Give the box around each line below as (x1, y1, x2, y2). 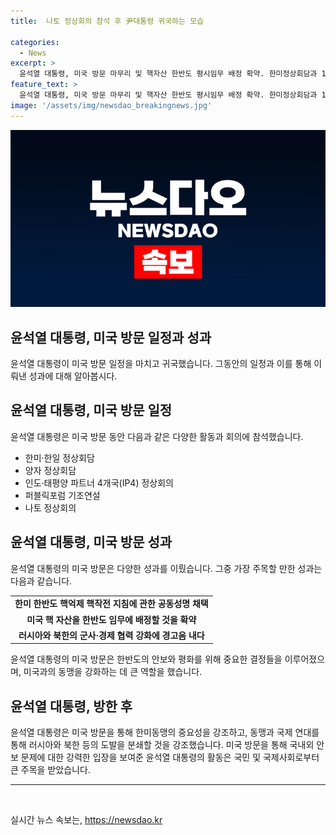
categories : (10, 37, 60, 47)
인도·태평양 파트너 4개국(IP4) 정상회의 (24, 476, 174, 489)
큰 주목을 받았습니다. (10, 764, 91, 776)
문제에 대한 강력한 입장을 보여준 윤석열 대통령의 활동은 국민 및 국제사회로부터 (20, 751, 320, 764)
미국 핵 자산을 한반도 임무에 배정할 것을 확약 (26, 613, 197, 625)
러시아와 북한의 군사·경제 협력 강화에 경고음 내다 (18, 629, 205, 641)
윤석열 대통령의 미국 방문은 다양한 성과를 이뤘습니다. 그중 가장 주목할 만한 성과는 (10, 562, 323, 574)
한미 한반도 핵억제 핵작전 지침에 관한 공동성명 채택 (14, 598, 209, 610)
